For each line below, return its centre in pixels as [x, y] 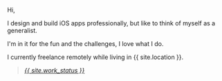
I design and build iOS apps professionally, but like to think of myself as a [111, 23]
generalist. [22, 31]
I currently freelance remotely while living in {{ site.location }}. [95, 57]
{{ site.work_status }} [54, 70]
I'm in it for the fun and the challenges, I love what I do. [85, 44]
